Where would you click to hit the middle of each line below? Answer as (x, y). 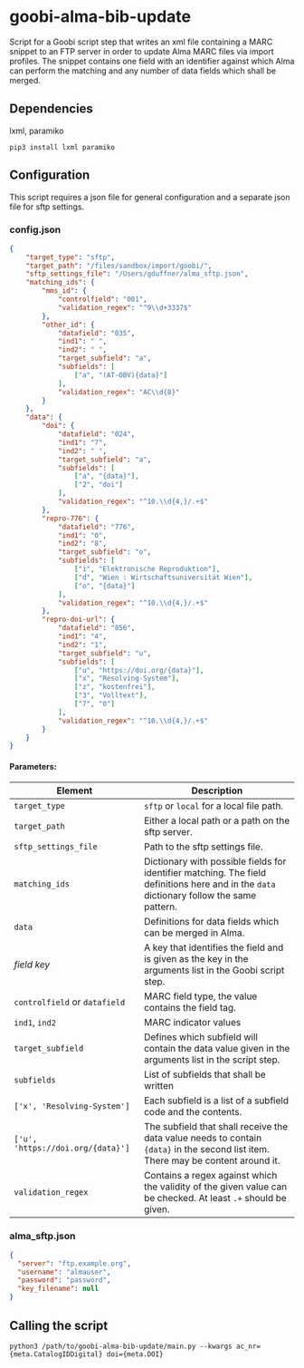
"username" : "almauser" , (64, 1272)
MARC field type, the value (200, 996)
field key (32, 965)
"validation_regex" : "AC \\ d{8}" (119, 392)
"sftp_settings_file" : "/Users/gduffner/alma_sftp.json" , (137, 274)
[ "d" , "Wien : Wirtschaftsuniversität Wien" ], (163, 577)
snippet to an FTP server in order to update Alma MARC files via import (142, 51)
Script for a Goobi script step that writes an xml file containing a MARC (141, 42)
